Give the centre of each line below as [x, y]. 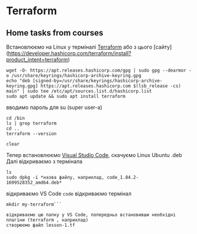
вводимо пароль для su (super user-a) [54, 107]
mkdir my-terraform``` [34, 204]
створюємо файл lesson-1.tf [41, 225]
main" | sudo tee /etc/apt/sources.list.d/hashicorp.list [79, 91]
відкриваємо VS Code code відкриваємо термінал [69, 193]
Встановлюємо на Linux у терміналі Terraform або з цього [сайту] [89, 47]
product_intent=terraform [37, 60]
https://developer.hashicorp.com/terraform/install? [70, 53]
